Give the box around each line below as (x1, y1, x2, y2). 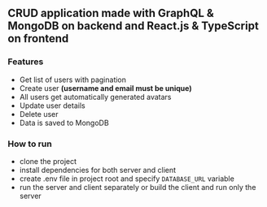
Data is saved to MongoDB (19, 118, 109, 127)
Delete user (19, 109, 59, 119)
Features (7, 56, 44, 67)
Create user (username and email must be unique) (19, 83, 192, 93)
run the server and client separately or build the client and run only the (19, 182, 256, 192)
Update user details (19, 101, 86, 110)
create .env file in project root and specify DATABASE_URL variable (19, 174, 235, 183)
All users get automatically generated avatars (19, 92, 172, 101)
